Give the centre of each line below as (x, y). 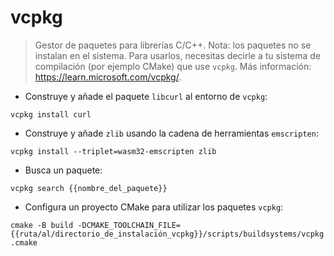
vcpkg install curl (51, 114)
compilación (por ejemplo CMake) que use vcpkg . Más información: (173, 66)
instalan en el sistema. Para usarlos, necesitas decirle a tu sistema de (178, 55)
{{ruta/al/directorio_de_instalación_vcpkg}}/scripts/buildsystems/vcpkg (167, 234)
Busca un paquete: (63, 170)
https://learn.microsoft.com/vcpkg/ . (108, 77)
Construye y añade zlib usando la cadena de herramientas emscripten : (171, 133)
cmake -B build (42, 225)
